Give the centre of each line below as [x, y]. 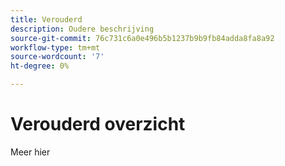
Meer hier [30, 152]
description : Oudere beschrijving [82, 29]
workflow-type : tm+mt [55, 47]
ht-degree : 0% [40, 66]
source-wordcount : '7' [57, 57]
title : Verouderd [46, 19]
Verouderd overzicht [98, 124]
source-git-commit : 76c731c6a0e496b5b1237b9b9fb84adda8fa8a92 [142, 38]
